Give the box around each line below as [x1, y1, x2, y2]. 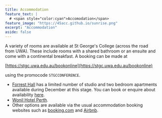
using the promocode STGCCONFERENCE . [5, 72, 81, 78]
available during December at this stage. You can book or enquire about [12, 87, 156, 92]
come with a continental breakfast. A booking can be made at [5, 53, 128, 59]
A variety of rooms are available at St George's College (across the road [5, 43, 148, 49]
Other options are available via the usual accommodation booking [12, 102, 143, 108]
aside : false [5, 30, 31, 34]
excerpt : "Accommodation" [5, 25, 57, 30]
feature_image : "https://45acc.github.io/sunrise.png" [5, 20, 118, 26]
